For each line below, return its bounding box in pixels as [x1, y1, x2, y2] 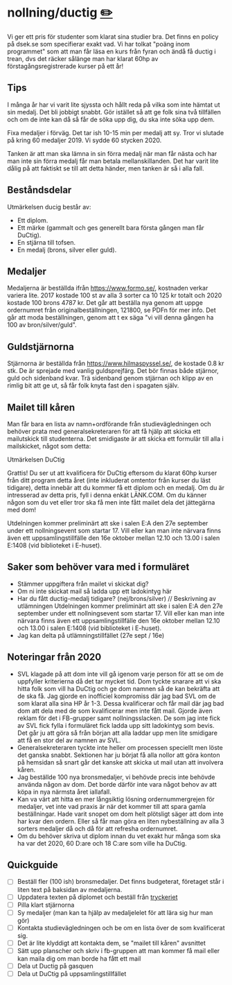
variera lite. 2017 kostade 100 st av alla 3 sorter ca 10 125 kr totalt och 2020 [7, 291, 222, 299]
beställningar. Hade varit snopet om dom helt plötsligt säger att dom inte [17, 810, 224, 818]
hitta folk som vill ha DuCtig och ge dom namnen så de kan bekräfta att [17, 684, 220, 692]
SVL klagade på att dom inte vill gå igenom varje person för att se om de [17, 670, 224, 678]
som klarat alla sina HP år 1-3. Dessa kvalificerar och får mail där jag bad [17, 699, 224, 707]
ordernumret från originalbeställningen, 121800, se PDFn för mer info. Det [7, 306, 216, 315]
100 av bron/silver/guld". [7, 321, 78, 329]
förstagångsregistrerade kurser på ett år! [7, 62, 124, 70]
